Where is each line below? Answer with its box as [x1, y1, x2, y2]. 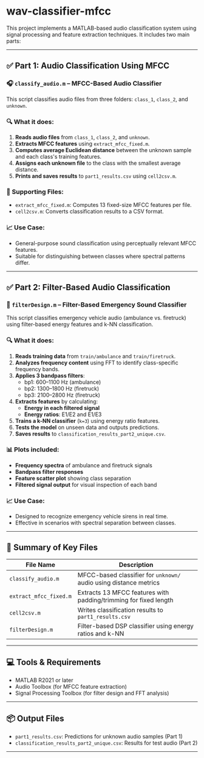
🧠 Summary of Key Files [6, 543, 98, 553]
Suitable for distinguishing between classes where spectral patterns [15, 252, 185, 260]
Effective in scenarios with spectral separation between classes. [15, 519, 176, 527]
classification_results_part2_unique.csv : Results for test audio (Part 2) [15, 739, 198, 746]
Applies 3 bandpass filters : [15, 372, 85, 379]
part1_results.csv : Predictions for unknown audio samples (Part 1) [15, 732, 183, 740]
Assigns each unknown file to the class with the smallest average [15, 159, 181, 167]
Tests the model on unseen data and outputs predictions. [15, 423, 160, 431]
